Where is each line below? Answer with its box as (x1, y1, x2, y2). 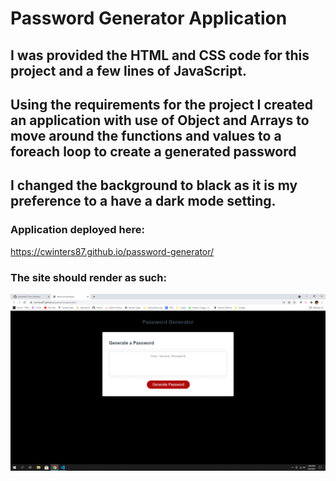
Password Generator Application (10, 7, 288, 30)
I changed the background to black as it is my (10, 177, 298, 194)
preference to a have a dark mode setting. (10, 193, 277, 210)
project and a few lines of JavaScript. (10, 62, 247, 79)
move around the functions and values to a (10, 127, 282, 144)
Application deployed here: (10, 223, 145, 237)
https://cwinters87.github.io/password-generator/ (10, 245, 215, 257)
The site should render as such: (10, 270, 167, 284)
